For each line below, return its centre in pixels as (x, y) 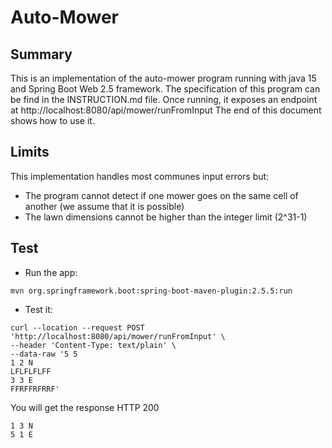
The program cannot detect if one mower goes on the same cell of (161, 195)
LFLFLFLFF (31, 371)
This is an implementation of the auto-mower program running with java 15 (163, 78)
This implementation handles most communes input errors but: (140, 176)
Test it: (38, 309)
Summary (41, 54)
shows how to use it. (52, 120)
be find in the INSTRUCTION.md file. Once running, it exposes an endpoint (164, 99)
